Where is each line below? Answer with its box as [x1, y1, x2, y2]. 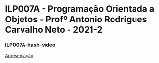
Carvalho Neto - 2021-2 [5, 24, 103, 35]
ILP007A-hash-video [5, 42, 56, 48]
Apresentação [5, 53, 34, 59]
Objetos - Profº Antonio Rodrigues [5, 14, 147, 25]
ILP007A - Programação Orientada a [5, 3, 155, 15]
